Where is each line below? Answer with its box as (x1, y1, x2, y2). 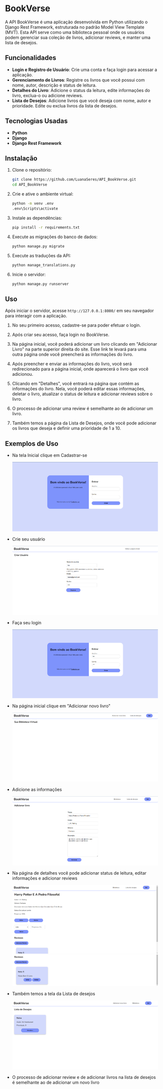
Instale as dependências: (12, 215, 62, 221)
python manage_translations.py (12, 263, 76, 267)
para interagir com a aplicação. (5, 313, 67, 319)
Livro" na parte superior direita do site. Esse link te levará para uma (12, 346, 147, 352)
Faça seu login (12, 620, 42, 626)
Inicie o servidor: (12, 271, 46, 277)
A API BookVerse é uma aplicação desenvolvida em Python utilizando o (5, 19, 148, 25)
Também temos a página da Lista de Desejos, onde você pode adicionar (12, 420, 157, 426)
